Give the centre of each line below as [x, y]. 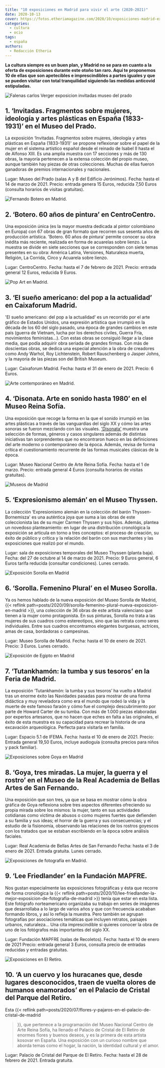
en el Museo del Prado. [61, 126]
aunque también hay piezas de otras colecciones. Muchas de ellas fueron [80, 164]
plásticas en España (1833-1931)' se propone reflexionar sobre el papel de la [82, 143]
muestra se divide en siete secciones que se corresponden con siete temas [82, 247]
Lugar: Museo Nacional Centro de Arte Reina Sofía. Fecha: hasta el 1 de [77, 464]
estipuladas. [18, 86]
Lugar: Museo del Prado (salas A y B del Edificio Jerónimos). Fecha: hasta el [82, 179]
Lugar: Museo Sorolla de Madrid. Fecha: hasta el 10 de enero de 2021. [76, 641]
